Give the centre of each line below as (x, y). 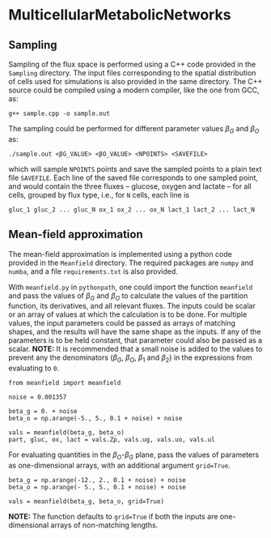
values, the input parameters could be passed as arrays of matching (122, 323)
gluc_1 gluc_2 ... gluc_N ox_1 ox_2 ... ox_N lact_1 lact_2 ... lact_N (131, 209)
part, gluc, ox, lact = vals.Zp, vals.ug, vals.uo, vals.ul (112, 440)
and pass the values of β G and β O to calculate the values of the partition (128, 296)
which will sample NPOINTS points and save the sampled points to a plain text (135, 169)
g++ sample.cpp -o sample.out (59, 113)
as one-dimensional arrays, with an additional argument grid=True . (119, 465)
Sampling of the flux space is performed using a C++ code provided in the (132, 64)
